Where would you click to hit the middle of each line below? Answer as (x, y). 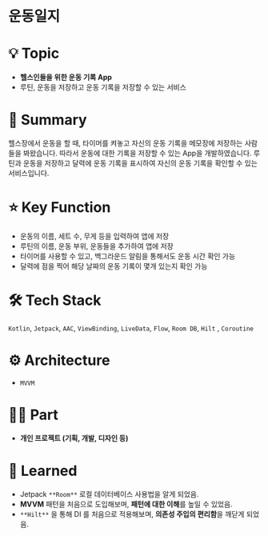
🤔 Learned (43, 471)
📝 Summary (48, 120)
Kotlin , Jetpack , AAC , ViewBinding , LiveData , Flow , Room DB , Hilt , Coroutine (131, 328)
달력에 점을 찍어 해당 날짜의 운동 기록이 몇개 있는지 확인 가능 (114, 266)
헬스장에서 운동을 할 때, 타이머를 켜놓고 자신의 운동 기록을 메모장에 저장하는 (126, 143)
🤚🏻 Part (33, 415)
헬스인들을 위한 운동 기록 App (66, 78)
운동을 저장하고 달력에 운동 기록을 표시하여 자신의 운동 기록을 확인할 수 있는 (140, 163)
